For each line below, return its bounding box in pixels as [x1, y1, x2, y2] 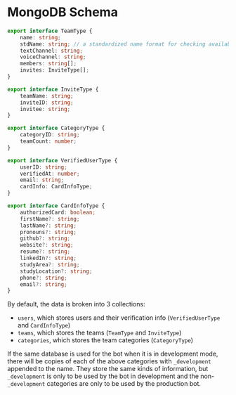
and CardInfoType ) [17, 321, 71, 330]
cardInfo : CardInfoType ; [20, 183, 93, 190]
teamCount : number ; [20, 138, 77, 145]
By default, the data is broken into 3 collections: [7, 300, 145, 309]
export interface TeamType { [7, 27, 93, 34]
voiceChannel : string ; [20, 53, 86, 60]
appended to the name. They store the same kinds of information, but [7, 365, 209, 373]
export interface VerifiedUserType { [7, 157, 118, 164]
